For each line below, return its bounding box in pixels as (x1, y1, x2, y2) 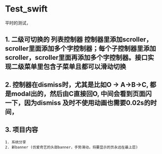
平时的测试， (5, 20, 31, 26)
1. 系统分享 (5, 140, 27, 144)
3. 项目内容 (5, 126, 38, 134)
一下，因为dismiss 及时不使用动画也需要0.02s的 (5, 98, 151, 107)
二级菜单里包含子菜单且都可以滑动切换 (11, 63, 126, 71)
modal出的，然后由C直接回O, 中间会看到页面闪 (11, 89, 152, 98)
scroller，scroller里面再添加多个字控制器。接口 (5, 54, 148, 62)
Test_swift (5, 3, 48, 14)
